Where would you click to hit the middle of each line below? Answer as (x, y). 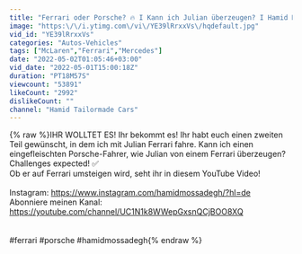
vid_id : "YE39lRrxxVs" (52, 34)
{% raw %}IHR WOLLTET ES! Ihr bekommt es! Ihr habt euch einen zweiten (146, 135)
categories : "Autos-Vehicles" (66, 43)
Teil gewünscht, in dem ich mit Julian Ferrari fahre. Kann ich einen (132, 145)
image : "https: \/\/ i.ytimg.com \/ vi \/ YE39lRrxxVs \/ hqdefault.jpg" (134, 26)
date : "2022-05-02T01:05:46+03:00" (76, 59)
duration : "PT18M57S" (50, 76)
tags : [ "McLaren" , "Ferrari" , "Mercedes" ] (86, 51)
